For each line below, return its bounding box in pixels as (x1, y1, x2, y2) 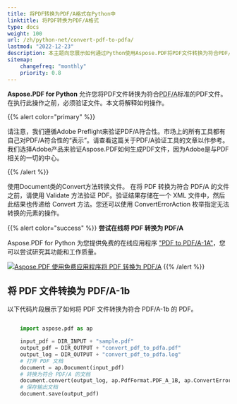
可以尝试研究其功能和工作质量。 (7, 247, 100, 256)
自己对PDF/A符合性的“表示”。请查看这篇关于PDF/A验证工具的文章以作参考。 (7, 135, 229, 145)
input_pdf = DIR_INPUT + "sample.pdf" (20, 338, 134, 345)
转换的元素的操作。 (7, 209, 63, 217)
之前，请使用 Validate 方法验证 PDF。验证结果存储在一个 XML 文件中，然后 (7, 191, 226, 200)
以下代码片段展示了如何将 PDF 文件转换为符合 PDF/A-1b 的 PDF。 (7, 305, 197, 314)
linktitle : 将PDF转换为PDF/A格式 (7, 17, 99, 24)
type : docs (7, 23, 39, 30)
